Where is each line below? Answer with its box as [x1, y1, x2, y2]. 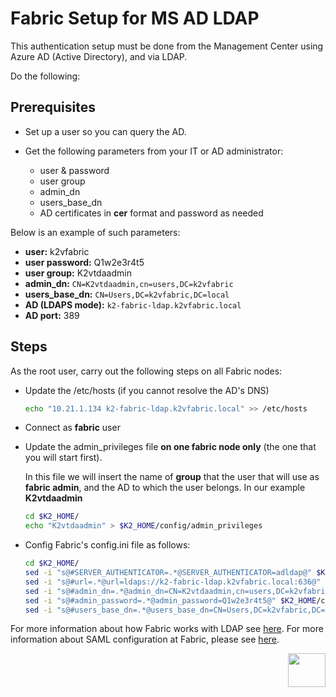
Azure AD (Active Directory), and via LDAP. [10, 50, 188, 62]
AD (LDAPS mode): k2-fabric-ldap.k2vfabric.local [24, 298, 242, 311]
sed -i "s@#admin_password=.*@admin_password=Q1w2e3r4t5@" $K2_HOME [24, 595, 317, 606]
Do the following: [10, 70, 81, 82]
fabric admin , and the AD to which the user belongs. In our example [24, 482, 306, 494]
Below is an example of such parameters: [10, 226, 181, 238]
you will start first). [24, 452, 103, 464]
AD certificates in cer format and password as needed [39, 207, 264, 219]
